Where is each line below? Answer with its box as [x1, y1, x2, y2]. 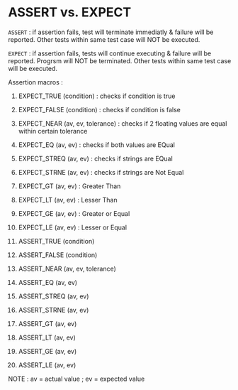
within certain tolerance [18, 126, 88, 135]
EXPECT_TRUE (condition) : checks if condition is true [18, 92, 176, 100]
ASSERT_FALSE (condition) [18, 250, 98, 259]
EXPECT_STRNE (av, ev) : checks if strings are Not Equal [18, 168, 184, 176]
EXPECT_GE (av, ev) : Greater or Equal [18, 209, 130, 217]
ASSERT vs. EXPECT [8, 4, 132, 21]
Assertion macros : [8, 77, 63, 86]
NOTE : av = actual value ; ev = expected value [8, 374, 145, 383]
